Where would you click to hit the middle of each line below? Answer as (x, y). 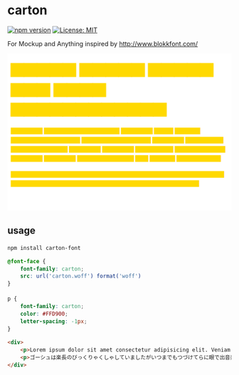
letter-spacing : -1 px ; (54, 321)
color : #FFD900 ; (44, 314)
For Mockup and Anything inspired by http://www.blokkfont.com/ (103, 43)
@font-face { (27, 261)
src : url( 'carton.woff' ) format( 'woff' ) (81, 276)
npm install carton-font (44, 248)
